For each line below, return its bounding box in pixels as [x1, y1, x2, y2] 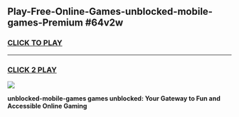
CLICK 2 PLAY [7, 65, 57, 74]
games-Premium [7, 17, 83, 29]
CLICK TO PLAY [7, 38, 63, 48]
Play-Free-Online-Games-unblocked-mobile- [7, 6, 213, 18]
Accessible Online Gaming [7, 101, 87, 110]
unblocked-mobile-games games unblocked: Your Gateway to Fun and [7, 94, 221, 102]
